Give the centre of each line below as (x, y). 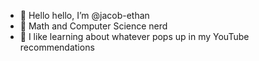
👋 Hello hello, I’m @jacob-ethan (84, 15)
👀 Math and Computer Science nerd (93, 26)
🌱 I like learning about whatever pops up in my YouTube (134, 36)
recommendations (57, 47)
